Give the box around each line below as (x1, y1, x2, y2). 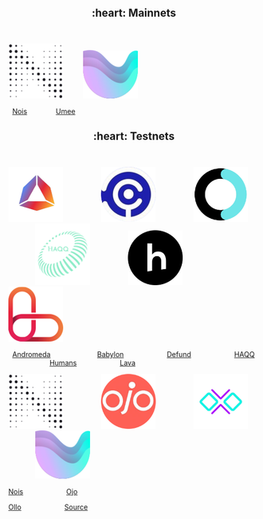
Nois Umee (11, 106, 76, 116)
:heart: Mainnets (91, 6, 177, 20)
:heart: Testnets (92, 129, 175, 143)
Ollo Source (8, 502, 88, 512)
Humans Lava (49, 358, 136, 367)
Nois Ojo (8, 486, 78, 496)
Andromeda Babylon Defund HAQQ (11, 349, 255, 359)
